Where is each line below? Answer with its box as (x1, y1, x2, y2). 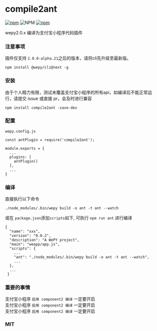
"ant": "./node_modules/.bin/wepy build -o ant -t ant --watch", (14, 255, 150, 260)
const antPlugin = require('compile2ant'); (5, 137, 95, 142)
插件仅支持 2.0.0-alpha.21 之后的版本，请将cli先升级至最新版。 (5, 55, 131, 61)
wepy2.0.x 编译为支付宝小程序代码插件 (5, 29, 83, 35)
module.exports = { (5, 146, 45, 151)
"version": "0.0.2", (9, 234, 51, 238)
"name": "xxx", (9, 229, 40, 234)
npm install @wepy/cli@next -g (5, 65, 69, 70)
